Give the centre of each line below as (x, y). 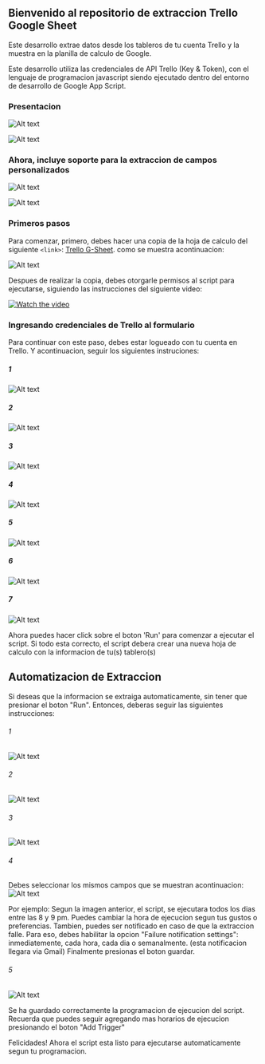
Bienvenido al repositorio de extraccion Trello (123, 13)
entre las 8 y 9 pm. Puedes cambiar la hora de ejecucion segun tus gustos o (133, 918)
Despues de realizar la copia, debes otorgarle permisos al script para (121, 280)
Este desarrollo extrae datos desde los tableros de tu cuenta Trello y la (124, 45)
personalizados (39, 170)
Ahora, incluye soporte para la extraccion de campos (113, 160)
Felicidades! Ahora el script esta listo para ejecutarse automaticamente (125, 1042)
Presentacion (35, 106)
